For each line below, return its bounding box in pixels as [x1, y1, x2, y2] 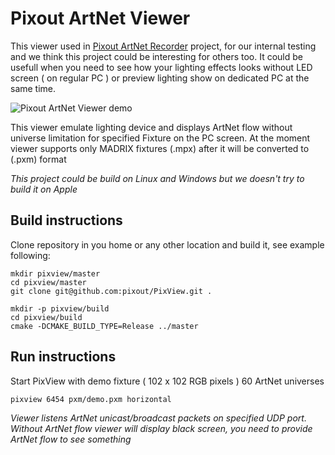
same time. [10, 82, 57, 94]
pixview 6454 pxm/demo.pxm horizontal [10, 394, 172, 404]
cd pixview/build [10, 312, 83, 322]
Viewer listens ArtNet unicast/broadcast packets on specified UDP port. [10, 412, 307, 424]
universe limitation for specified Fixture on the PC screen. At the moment [10, 132, 311, 144]
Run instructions [10, 348, 117, 366]
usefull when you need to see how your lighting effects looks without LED [10, 61, 313, 73]
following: [10, 249, 51, 261]
